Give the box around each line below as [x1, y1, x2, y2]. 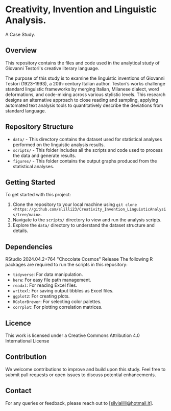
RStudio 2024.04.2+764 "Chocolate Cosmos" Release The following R [5, 256, 153, 262]
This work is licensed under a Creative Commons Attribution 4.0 [5, 332, 140, 338]
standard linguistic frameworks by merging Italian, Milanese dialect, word [5, 86, 159, 92]
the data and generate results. [12, 152, 77, 158]
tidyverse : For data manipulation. [12, 271, 83, 278]
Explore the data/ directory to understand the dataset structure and [12, 222, 155, 229]
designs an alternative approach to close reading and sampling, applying [5, 97, 158, 103]
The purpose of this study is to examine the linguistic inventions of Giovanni [5, 75, 165, 81]
